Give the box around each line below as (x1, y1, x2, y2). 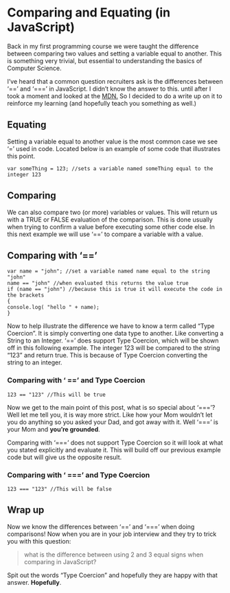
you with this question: (7, 537, 71, 545)
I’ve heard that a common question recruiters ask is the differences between (7, 77, 223, 85)
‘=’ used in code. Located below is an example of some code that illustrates (7, 144, 221, 152)
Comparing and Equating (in (7, 5, 170, 21)
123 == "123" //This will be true (7, 391, 106, 398)
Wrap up (7, 504, 45, 516)
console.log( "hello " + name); (7, 304, 100, 311)
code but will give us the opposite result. (7, 453, 122, 461)
